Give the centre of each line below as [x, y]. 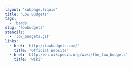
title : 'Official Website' [41, 50]
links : [12, 41]
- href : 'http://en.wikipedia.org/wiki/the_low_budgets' [69, 55]
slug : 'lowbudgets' [25, 28]
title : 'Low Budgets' [27, 14]
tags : [11, 18]
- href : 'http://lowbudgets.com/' [44, 46]
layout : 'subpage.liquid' [31, 9]
